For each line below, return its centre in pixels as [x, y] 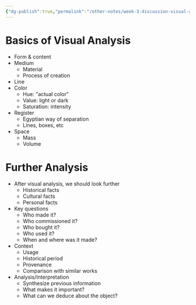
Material [32, 69]
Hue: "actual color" [46, 94]
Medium [24, 63]
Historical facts [41, 190]
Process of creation [47, 75]
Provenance [37, 265]
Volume [32, 143]
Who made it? [39, 215]
